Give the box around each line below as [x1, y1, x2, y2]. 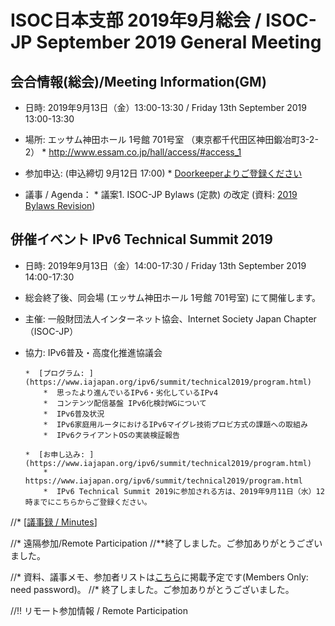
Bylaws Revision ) [24, 200, 96, 211]
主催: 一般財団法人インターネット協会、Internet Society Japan [24, 312, 282, 325]
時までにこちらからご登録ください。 [24, 497, 152, 507]
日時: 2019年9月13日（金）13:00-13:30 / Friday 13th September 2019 [24, 102, 307, 113]
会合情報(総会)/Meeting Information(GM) [10, 73, 267, 90]
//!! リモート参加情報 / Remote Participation [10, 604, 189, 616]
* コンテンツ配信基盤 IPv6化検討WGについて [43, 398, 207, 408]
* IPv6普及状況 [43, 409, 105, 419]
